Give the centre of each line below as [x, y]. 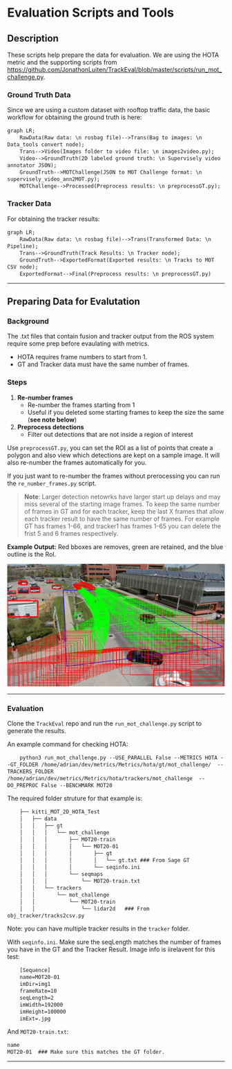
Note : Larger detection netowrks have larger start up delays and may [122, 496]
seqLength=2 [37, 998]
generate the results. [37, 731]
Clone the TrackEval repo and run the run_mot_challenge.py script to [105, 724]
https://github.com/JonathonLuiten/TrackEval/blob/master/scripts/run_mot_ [115, 70]
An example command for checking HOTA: [68, 744]
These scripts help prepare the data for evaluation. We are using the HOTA [113, 55]
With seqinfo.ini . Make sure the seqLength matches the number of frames [114, 942]
